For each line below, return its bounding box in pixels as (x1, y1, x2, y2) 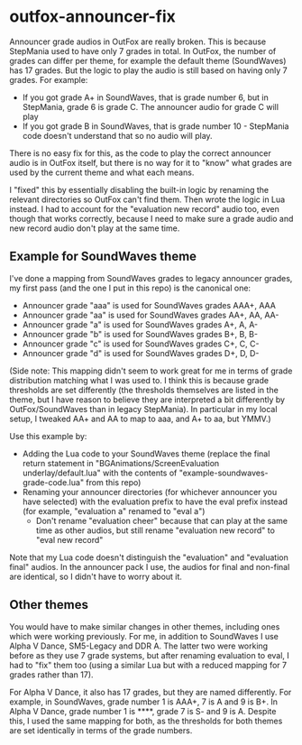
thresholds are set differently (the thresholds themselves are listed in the (9, 384, 279, 395)
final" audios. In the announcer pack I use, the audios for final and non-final (9, 561, 290, 572)
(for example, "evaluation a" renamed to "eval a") (22, 505, 206, 516)
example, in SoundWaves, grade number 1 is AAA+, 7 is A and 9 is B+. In (9, 696, 278, 707)
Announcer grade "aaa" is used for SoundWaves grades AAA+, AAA (22, 299, 277, 310)
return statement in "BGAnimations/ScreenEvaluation (22, 457, 220, 468)
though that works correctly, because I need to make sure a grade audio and (9, 213, 294, 224)
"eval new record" (35, 534, 104, 545)
